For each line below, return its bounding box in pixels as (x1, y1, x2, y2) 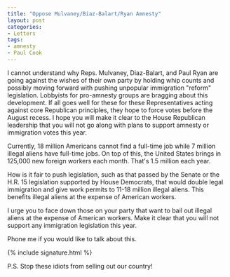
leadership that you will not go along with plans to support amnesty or (7, 121, 210, 129)
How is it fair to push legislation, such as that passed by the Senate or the (7, 170, 219, 179)
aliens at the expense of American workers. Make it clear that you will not (7, 213, 219, 222)
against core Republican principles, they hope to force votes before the (7, 106, 213, 114)
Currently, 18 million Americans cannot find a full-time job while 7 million (7, 142, 216, 150)
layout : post (7, 17, 46, 24)
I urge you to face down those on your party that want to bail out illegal (7, 206, 212, 215)
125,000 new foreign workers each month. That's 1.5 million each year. (7, 156, 211, 165)
